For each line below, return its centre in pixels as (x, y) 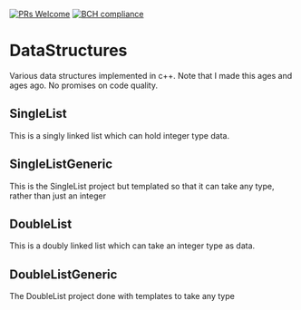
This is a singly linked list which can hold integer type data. (119, 135)
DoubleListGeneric (63, 274)
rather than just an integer (58, 196)
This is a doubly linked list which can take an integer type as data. (132, 246)
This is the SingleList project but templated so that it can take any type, (142, 186)
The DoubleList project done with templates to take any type (122, 296)
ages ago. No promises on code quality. (84, 85)
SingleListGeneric (61, 165)
